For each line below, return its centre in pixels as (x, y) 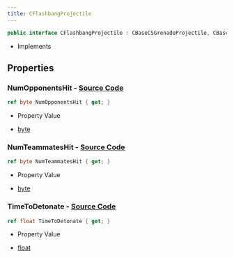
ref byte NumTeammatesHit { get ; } (59, 162)
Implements (34, 46)
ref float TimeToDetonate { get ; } (59, 221)
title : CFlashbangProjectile (49, 14)
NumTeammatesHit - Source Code (66, 147)
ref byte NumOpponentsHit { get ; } (59, 103)
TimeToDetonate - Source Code (62, 206)
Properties (31, 68)
